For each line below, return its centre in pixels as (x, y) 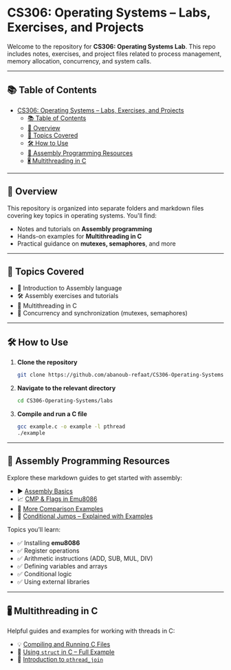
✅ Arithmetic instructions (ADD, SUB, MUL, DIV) (85, 558)
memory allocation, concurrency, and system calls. (79, 61)
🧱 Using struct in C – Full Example (66, 652)
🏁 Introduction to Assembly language (69, 288)
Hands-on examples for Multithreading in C (79, 236)
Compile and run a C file (52, 414)
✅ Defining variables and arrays (62, 566)
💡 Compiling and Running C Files (64, 644)
